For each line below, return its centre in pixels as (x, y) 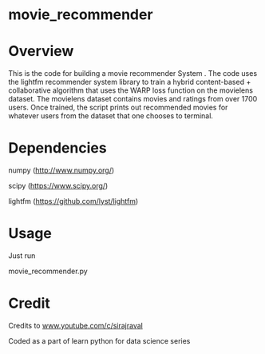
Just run (22, 256)
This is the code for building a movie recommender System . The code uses (133, 74)
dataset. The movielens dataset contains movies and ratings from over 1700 (133, 99)
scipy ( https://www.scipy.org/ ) (58, 186)
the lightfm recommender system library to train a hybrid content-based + (130, 82)
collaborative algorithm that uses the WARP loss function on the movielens (131, 90)
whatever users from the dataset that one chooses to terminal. (111, 116)
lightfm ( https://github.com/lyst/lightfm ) (73, 201)
